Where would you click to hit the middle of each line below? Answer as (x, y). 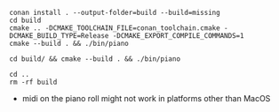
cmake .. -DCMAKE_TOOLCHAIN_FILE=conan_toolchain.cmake (115, 28)
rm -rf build (33, 82)
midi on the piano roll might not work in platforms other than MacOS (146, 98)
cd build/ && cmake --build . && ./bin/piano (95, 59)
